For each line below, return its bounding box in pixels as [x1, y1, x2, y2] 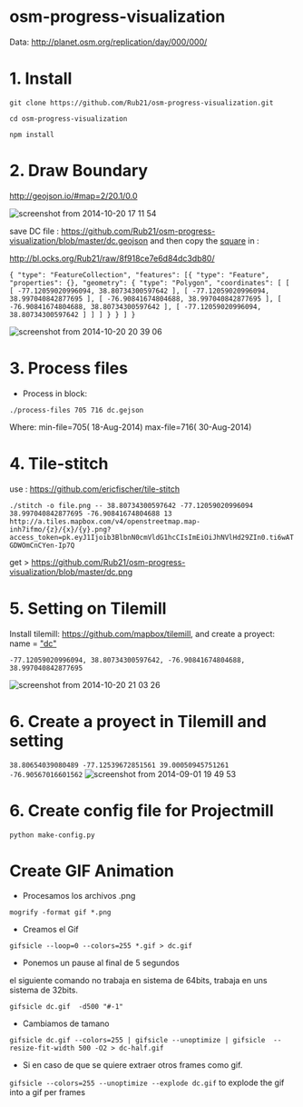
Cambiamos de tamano [22, 1018, 110, 1029]
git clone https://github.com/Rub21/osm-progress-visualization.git [9, 98, 274, 107]
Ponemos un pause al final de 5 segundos [22, 957, 180, 969]
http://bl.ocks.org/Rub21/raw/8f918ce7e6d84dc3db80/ [9, 253, 215, 264]
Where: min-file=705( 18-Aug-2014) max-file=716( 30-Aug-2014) [9, 421, 252, 433]
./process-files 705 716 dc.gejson [9, 405, 144, 414]
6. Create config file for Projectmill [9, 800, 274, 821]
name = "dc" [9, 638, 57, 649]
